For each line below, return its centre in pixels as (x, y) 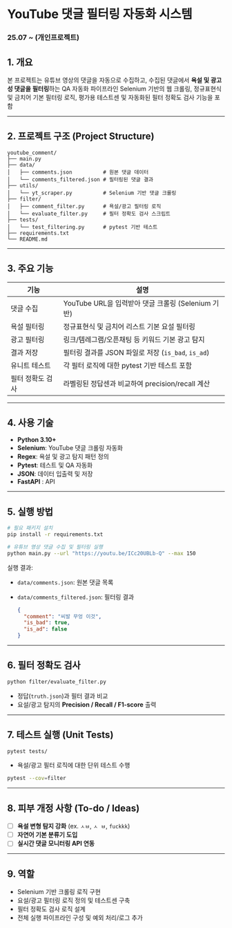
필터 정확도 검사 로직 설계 (51, 909)
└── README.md (28, 239)
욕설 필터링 (28, 326)
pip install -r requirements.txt (55, 535)
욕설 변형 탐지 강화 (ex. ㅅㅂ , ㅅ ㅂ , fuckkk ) (74, 826)
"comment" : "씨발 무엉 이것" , (63, 616)
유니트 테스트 (31, 365)
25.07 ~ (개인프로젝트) (43, 37)
